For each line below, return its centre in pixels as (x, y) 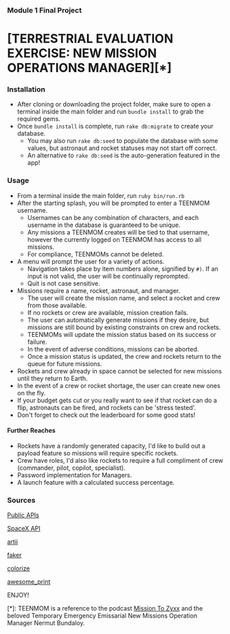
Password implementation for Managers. (74, 475)
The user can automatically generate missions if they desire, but (118, 320)
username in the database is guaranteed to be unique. (104, 225)
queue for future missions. (65, 364)
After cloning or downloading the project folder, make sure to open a (114, 105)
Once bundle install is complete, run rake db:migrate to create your (115, 127)
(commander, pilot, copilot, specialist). (71, 468)
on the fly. (31, 393)
